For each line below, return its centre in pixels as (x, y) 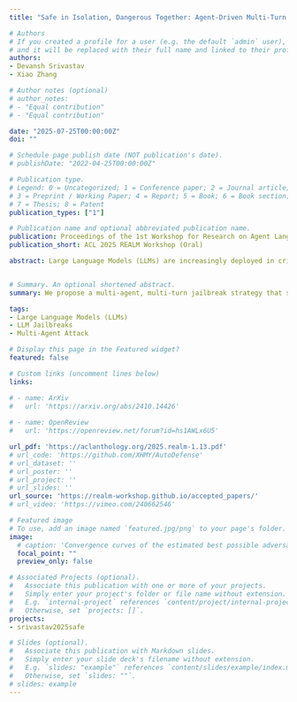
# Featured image (41, 521)
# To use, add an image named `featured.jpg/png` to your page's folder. (148, 528)
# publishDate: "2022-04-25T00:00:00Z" (83, 164)
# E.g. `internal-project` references (85, 602)
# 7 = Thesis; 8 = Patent (57, 204)
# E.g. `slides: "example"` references (87, 667)
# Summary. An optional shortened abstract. (92, 284)
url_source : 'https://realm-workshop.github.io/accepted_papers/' (134, 497)
